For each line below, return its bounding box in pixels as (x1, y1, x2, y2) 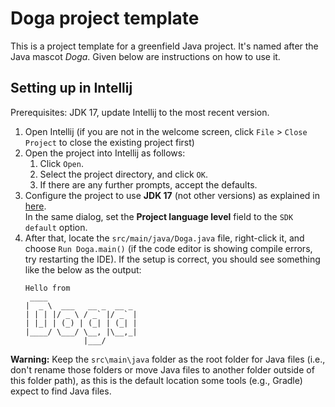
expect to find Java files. (10, 385, 112, 397)
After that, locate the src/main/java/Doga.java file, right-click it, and (24, 232, 305, 244)
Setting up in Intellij (10, 80, 133, 97)
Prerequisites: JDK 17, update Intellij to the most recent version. (10, 106, 270, 118)
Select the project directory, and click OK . (39, 168, 208, 180)
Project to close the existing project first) (24, 136, 195, 148)
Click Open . (39, 157, 84, 169)
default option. (24, 221, 88, 233)
